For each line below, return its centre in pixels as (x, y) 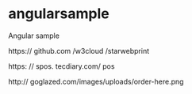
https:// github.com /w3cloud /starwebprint (79, 51)
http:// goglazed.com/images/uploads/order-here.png (96, 81)
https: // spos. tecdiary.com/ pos (61, 66)
